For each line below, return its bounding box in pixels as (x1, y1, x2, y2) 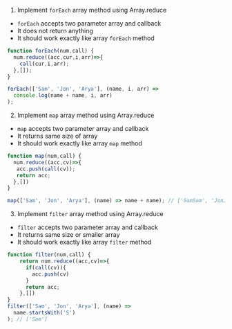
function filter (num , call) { (7, 251, 91, 258)
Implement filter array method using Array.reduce (17, 210, 164, 218)
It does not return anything (17, 27, 93, 35)
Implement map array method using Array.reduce (17, 111, 155, 119)
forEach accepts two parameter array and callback (17, 19, 162, 27)
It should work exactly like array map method (17, 139, 143, 148)
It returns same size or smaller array (17, 231, 120, 239)
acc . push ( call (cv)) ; (16, 166, 76, 172)
